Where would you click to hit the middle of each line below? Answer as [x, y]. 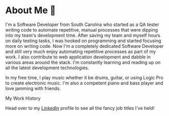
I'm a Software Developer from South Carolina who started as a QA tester [82, 24]
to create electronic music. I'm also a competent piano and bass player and [84, 83]
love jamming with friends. [33, 88]
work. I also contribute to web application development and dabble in [78, 57]
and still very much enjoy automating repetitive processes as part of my [81, 51]
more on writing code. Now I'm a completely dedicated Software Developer [84, 46]
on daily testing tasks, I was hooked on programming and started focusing [83, 41]
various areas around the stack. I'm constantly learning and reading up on [83, 62]
